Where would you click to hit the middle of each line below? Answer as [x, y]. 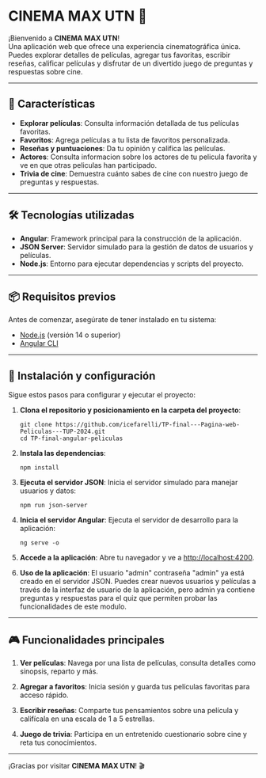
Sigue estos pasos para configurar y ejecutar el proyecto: [102, 395]
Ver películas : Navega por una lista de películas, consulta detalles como [137, 663]
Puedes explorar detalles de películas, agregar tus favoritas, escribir [120, 55]
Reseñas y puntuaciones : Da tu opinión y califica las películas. [122, 148]
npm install [39, 468]
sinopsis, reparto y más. [59, 671]
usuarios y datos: [48, 491]
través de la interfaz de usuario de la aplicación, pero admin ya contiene [137, 590]
